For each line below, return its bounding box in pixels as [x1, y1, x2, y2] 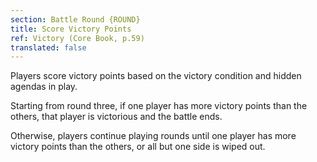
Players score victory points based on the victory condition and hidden [10, 70, 302, 82]
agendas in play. [10, 81, 78, 93]
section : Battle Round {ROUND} [10, 14, 141, 25]
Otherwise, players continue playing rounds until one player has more [10, 130, 297, 142]
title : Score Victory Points [10, 24, 132, 34]
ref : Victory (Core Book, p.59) [10, 33, 145, 43]
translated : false [10, 42, 87, 53]
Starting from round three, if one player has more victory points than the [10, 100, 308, 112]
